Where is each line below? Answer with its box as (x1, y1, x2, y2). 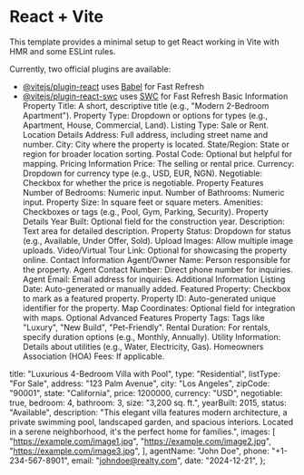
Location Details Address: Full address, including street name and (22, 129, 269, 140)
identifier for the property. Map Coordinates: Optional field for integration (22, 302, 296, 314)
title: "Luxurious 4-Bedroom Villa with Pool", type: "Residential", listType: (9, 368, 280, 379)
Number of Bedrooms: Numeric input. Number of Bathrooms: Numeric (22, 187, 285, 198)
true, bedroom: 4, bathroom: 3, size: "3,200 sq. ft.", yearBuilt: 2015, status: (9, 397, 288, 408)
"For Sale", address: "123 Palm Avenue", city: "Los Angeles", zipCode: (9, 378, 270, 389)
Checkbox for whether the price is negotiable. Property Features (22, 177, 264, 188)
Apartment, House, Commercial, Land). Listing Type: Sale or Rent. (22, 120, 270, 131)
